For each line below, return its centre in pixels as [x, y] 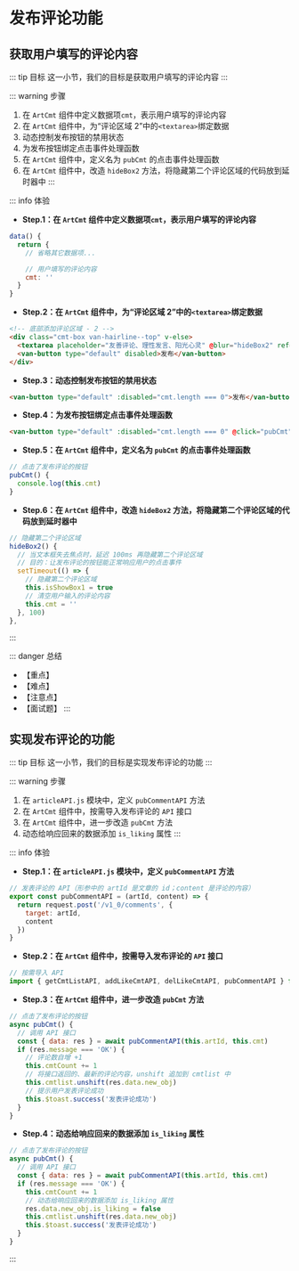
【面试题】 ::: [46, 708]
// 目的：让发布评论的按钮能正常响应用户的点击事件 [100, 563]
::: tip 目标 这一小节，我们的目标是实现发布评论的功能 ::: [111, 762]
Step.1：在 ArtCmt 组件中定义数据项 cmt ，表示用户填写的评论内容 [139, 220]
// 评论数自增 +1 [54, 1058]
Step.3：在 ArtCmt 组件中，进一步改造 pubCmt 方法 [113, 999]
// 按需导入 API [36, 973]
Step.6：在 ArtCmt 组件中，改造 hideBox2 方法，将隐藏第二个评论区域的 [152, 509]
